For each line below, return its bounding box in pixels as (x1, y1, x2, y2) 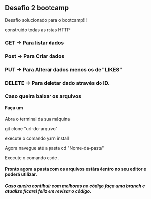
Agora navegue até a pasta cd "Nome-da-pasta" (5, 145, 104, 151)
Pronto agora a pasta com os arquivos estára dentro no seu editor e (5, 166, 146, 172)
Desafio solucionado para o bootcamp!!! (5, 17, 87, 23)
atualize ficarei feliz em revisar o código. (5, 188, 92, 194)
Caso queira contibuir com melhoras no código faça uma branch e (5, 183, 145, 189)
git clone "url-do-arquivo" (5, 125, 58, 131)
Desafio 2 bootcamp (5, 4, 69, 12)
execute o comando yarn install (5, 135, 69, 141)
